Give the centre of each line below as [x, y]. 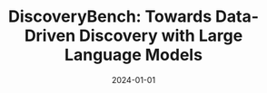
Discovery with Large [161, 36]
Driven [50, 36]
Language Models [133, 55]
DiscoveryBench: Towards [110, 17]
